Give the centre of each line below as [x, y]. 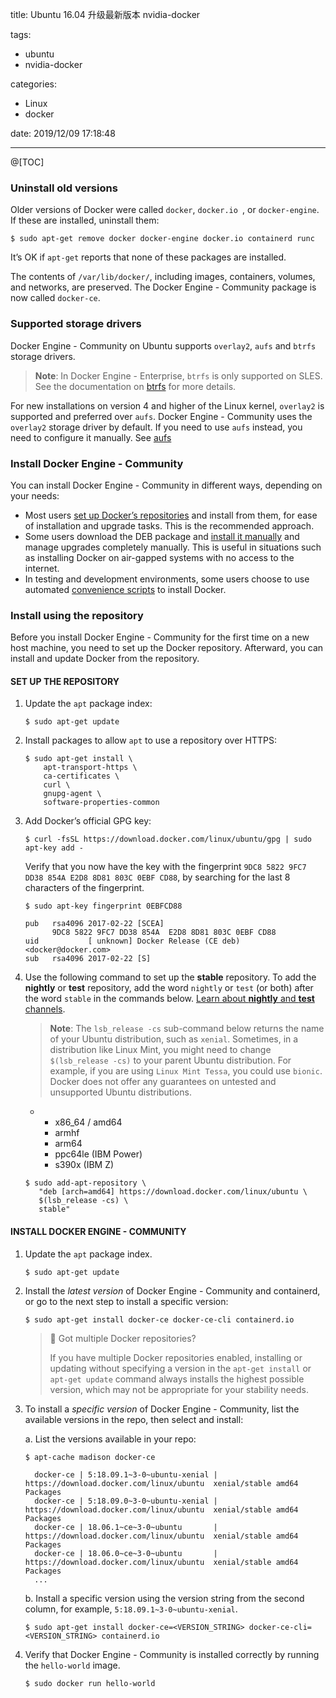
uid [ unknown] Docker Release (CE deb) [132, 941]
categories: [33, 84]
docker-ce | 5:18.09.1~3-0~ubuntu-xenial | [126, 1474]
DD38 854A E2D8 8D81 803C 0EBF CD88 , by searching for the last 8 [157, 877]
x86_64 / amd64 [88, 1122]
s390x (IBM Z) [84, 1165]
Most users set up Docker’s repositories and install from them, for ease [171, 515]
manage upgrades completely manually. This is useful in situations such [173, 547]
